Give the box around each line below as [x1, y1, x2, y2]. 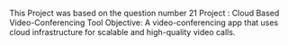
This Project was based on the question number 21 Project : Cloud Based [9, 8, 280, 18]
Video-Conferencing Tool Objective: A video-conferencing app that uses [9, 17, 279, 28]
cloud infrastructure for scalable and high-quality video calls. [9, 27, 236, 37]
